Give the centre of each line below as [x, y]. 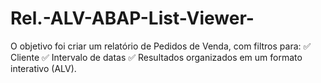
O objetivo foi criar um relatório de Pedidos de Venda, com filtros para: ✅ [161, 46]
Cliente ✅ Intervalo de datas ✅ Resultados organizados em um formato [156, 57]
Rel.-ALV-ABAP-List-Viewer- [132, 18]
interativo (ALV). [43, 68]
